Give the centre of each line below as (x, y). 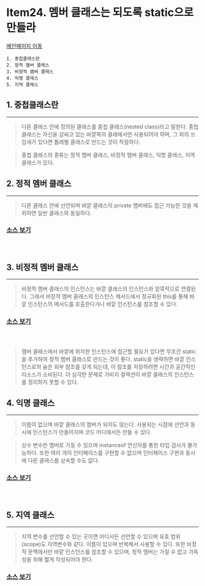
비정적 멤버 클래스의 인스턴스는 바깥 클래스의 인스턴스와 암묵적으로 (100, 289)
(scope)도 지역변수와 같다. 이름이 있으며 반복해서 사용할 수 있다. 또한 (103, 544)
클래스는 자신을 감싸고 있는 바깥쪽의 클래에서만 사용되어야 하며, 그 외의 (105, 134)
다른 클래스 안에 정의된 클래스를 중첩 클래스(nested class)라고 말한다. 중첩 (110, 127)
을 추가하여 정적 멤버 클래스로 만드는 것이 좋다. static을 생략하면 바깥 (103, 359)
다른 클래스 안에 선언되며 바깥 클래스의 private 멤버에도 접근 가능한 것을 (106, 205)
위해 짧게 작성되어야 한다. (63, 560)
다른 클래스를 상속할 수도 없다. (63, 461)
